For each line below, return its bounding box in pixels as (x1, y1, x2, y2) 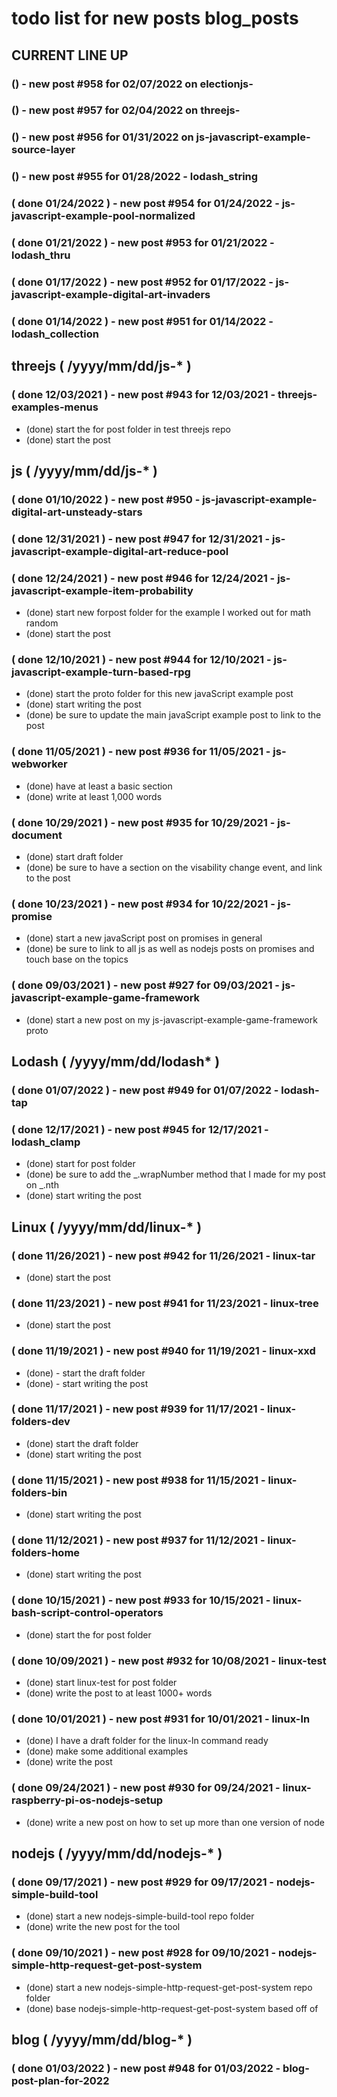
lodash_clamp (11, 1135, 81, 1149)
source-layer (11, 143, 76, 157)
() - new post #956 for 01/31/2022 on (11, 130, 194, 144)
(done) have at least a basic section (25, 780, 173, 792)
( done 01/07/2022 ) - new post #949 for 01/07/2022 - (11, 1083, 279, 1097)
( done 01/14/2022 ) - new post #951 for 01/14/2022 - (11, 314, 274, 328)
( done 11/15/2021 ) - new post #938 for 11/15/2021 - (11, 1473, 266, 1487)
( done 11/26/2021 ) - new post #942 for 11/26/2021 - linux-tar (11, 1248, 316, 1262)
